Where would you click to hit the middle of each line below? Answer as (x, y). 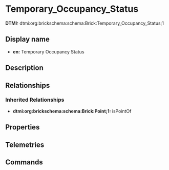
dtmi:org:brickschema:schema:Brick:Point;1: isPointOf (72, 111)
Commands (24, 162)
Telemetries (25, 145)
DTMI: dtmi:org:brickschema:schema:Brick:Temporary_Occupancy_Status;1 (84, 23)
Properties (23, 127)
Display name (27, 39)
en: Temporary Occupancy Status (48, 51)
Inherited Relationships (35, 100)
